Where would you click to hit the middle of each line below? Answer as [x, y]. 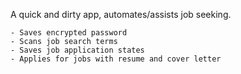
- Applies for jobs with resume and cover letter [116, 59]
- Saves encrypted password [69, 33]
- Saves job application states [77, 50]
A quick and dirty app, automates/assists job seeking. [121, 14]
